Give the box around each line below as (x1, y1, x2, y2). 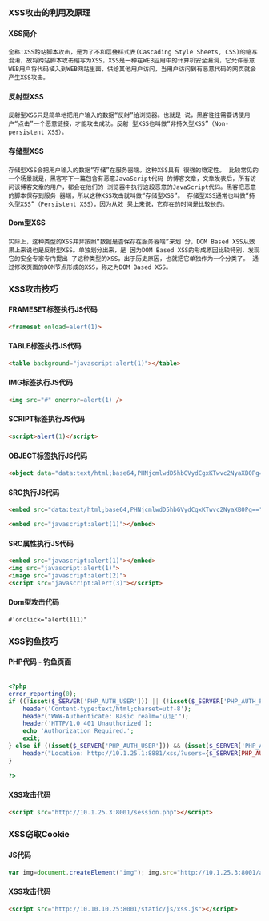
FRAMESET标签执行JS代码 (8, 304, 98, 314)
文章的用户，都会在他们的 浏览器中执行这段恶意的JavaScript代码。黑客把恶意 (31, 183, 256, 191)
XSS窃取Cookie (8, 829, 70, 840)
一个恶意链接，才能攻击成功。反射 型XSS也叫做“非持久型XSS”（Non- (33, 120, 230, 128)
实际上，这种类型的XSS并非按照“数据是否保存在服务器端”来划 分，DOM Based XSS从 (8, 238, 250, 246)
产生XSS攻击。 (8, 74, 50, 82)
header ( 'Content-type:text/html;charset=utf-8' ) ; (22, 705, 192, 713)
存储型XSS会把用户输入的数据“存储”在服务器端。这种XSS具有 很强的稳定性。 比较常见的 (8, 166, 259, 174)
